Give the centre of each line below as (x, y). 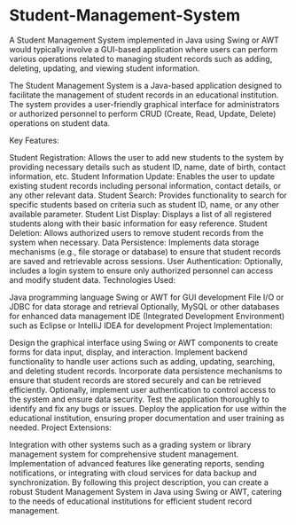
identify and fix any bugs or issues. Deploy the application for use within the (148, 408)
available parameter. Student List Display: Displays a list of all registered (140, 214)
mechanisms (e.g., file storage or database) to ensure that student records (145, 251)
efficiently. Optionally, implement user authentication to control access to (143, 389)
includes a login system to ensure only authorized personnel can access (141, 270)
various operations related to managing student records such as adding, (141, 59)
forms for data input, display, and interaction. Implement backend (129, 352)
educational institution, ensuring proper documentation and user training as (147, 418)
